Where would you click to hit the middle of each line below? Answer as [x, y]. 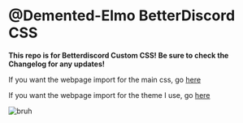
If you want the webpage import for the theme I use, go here [109, 95]
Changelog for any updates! [57, 64]
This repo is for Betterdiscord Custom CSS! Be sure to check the [119, 55]
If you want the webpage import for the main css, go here [105, 79]
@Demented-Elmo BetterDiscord [122, 16]
